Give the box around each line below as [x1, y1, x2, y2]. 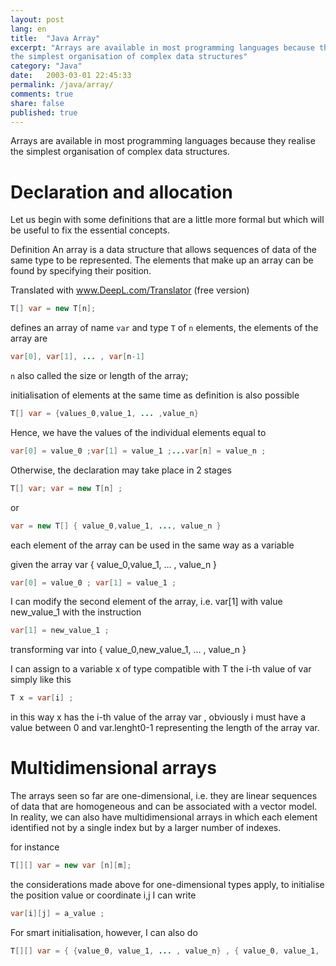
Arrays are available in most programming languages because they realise [10, 135, 316, 147]
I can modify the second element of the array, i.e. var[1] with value [10, 596, 283, 608]
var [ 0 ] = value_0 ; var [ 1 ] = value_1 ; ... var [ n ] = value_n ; [10, 446, 267, 456]
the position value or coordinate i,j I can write [10, 889, 197, 901]
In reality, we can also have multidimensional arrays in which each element [10, 811, 318, 823]
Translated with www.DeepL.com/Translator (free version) [10, 284, 250, 296]
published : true [10, 107, 78, 118]
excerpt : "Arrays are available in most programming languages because [10, 42, 315, 53]
